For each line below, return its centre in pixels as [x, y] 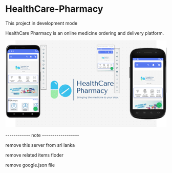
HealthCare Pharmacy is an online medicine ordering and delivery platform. [85, 33]
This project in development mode [41, 23]
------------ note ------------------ [42, 135]
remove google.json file [30, 165]
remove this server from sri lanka [40, 145]
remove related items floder [35, 155]
